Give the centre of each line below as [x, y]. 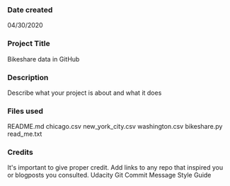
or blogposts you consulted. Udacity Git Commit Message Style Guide [109, 175]
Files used [25, 111]
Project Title [29, 44]
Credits [20, 152]
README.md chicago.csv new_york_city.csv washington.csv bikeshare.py [115, 127]
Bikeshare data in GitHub [44, 59]
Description [28, 77]
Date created [30, 10]
